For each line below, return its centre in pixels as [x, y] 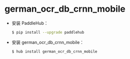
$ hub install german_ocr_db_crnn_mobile [54, 51]
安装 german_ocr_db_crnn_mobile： [48, 42]
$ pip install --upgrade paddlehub [48, 32]
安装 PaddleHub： [30, 23]
